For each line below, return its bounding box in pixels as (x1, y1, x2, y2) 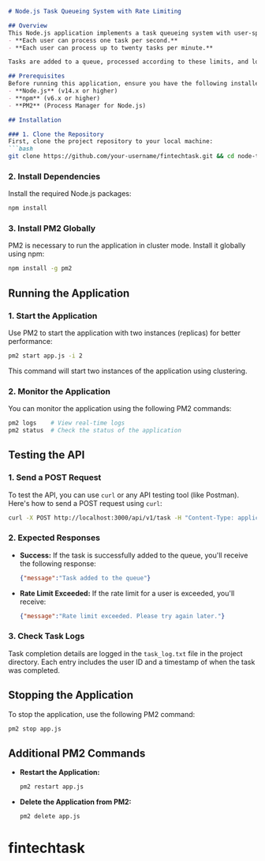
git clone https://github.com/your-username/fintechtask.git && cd (8, 153, 235, 160)
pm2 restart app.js (19, 783, 84, 791)
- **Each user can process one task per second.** (8, 36, 178, 44)
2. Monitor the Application (8, 386, 110, 397)
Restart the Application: (19, 768, 100, 777)
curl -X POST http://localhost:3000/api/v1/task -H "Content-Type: (8, 514, 235, 522)
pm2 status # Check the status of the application (8, 427, 181, 435)
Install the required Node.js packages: (8, 189, 132, 198)
